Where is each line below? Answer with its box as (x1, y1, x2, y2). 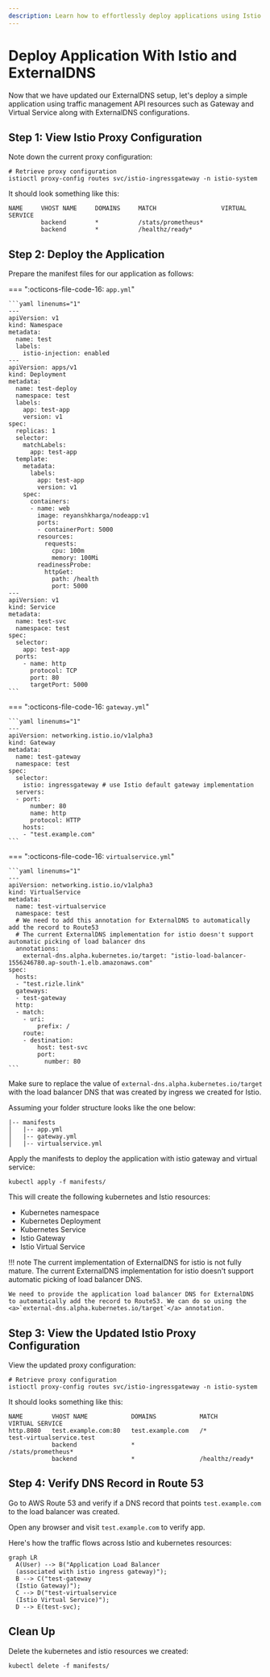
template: (15, 455, 48, 463)
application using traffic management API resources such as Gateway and (8, 98, 254, 109)
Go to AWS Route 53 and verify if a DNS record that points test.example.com (8, 1498, 262, 1508)
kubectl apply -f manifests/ (8, 1178, 106, 1186)
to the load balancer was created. (8, 1506, 120, 1516)
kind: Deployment (8, 371, 67, 379)
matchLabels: (23, 441, 67, 450)
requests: (44, 540, 78, 548)
